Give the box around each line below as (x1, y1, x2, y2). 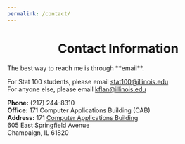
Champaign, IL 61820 (7, 128, 69, 137)
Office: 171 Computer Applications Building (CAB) (7, 106, 151, 114)
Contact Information (57, 40, 179, 56)
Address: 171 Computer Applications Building (7, 113, 139, 122)
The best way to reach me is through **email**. (7, 64, 144, 72)
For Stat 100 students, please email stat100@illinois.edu (7, 77, 169, 86)
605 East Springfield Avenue (7, 121, 90, 129)
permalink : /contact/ (7, 10, 71, 18)
